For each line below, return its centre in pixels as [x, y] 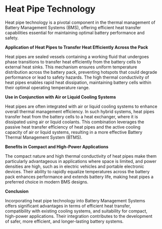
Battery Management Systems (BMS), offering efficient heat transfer [73, 27]
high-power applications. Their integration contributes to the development [79, 216]
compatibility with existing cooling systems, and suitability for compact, [76, 211]
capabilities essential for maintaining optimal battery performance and [75, 33]
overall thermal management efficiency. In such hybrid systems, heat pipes [80, 111]
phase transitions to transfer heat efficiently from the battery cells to [73, 62]
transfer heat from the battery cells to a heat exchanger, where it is [72, 116]
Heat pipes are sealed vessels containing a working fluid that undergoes [77, 56]
